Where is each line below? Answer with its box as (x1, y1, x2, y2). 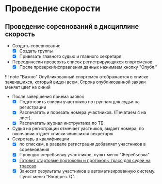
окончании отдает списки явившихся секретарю (12, 131, 113, 137)
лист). (19, 115, 32, 121)
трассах (19, 163, 36, 168)
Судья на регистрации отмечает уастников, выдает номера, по (12, 126, 144, 131)
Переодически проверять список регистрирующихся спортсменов (12, 59, 153, 65)
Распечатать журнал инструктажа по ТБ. (19, 120, 105, 126)
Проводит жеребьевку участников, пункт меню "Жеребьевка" (19, 152, 150, 158)
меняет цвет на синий (5, 84, 51, 90)
